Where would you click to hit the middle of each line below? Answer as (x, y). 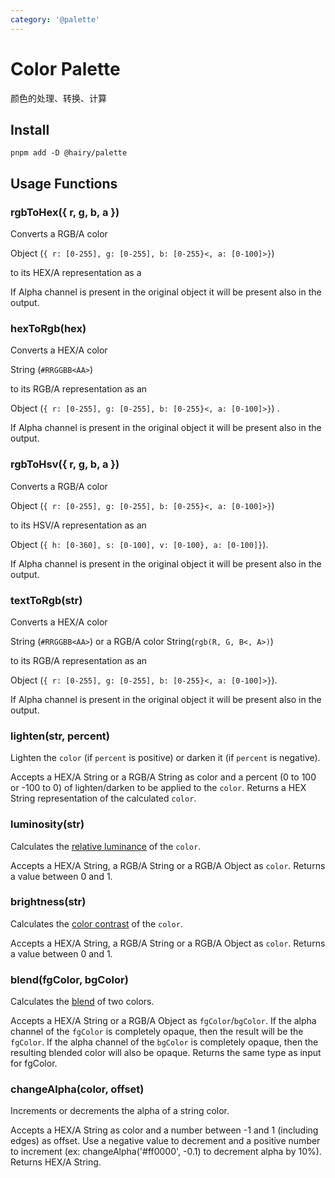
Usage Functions (64, 183)
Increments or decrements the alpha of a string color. (120, 1111)
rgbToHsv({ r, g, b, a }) (65, 464)
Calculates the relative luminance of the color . (106, 846)
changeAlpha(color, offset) (77, 1089)
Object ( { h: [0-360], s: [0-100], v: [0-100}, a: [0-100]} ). (139, 544)
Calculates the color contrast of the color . (96, 923)
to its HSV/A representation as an (78, 525)
